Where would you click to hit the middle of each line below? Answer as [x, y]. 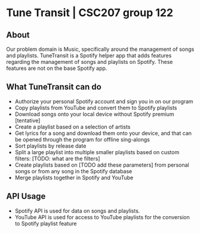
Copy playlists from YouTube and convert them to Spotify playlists [96, 108]
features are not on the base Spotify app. [57, 68]
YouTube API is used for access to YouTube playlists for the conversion [102, 217]
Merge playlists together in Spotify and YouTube [74, 177]
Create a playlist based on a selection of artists [73, 127]
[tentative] [27, 120]
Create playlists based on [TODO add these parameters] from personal [102, 165]
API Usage [26, 196]
